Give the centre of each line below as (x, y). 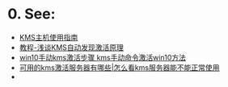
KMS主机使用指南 (49, 37)
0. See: (32, 14)
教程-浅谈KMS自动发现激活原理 (72, 47)
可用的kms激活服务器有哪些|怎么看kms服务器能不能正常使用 (119, 67)
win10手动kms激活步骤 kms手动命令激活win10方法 (103, 57)
